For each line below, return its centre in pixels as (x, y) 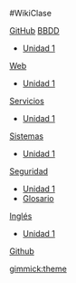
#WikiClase (31, 13)
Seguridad (28, 171)
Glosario (38, 198)
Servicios (27, 101)
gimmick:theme (38, 268)
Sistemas (26, 136)
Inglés (21, 216)
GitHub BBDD (35, 30)
